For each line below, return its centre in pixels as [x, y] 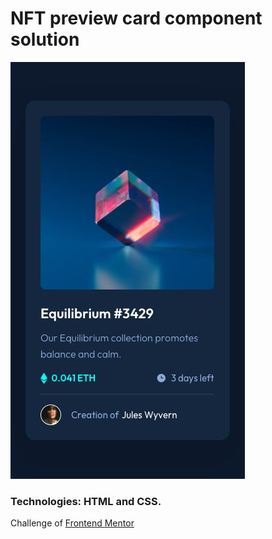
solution [45, 39]
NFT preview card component [136, 18]
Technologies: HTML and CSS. [86, 501]
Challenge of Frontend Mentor [72, 523]
